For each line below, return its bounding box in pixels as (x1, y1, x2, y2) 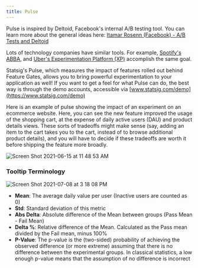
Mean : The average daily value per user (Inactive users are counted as (14, 192, 187, 199)
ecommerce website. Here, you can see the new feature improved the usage (6, 109, 193, 117)
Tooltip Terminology (6, 167, 66, 175)
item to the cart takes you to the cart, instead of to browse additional (6, 128, 173, 135)
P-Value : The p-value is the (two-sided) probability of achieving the (14, 236, 180, 243)
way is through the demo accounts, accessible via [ (6, 85, 132, 92)
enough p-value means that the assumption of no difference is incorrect (14, 255, 190, 262)
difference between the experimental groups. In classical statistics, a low (14, 248, 192, 256)
